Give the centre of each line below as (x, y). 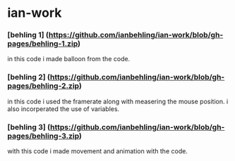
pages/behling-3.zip (43, 136)
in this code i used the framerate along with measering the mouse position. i (118, 101)
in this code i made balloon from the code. (69, 59)
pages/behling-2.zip (43, 86)
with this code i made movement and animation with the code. (98, 151)
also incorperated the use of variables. (64, 109)
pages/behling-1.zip (43, 44)
